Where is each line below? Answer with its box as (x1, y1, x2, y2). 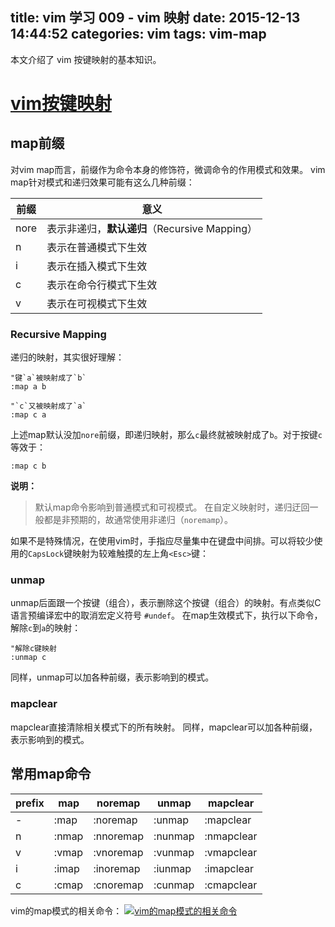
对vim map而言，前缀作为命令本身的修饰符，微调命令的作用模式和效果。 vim (10, 163, 326, 175)
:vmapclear (204, 845, 258, 859)
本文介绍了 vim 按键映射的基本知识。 (10, 53, 162, 65)
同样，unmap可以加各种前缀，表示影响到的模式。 (10, 671, 215, 683)
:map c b (10, 461, 47, 472)
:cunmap (153, 878, 195, 892)
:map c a (10, 410, 47, 420)
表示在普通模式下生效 (46, 240, 148, 254)
